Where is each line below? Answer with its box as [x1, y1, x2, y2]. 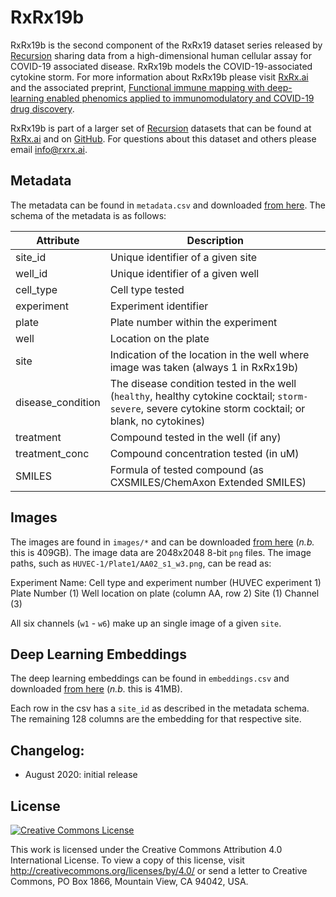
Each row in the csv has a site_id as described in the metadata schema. [10, 702, 310, 715]
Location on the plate [109, 331, 210, 345]
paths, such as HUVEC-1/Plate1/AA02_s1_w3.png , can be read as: [10, 557, 272, 569]
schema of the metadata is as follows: [10, 209, 167, 221]
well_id [15, 266, 48, 280]
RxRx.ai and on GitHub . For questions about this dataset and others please [10, 132, 317, 145]
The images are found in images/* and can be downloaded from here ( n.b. [10, 536, 315, 548]
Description [186, 233, 245, 247]
